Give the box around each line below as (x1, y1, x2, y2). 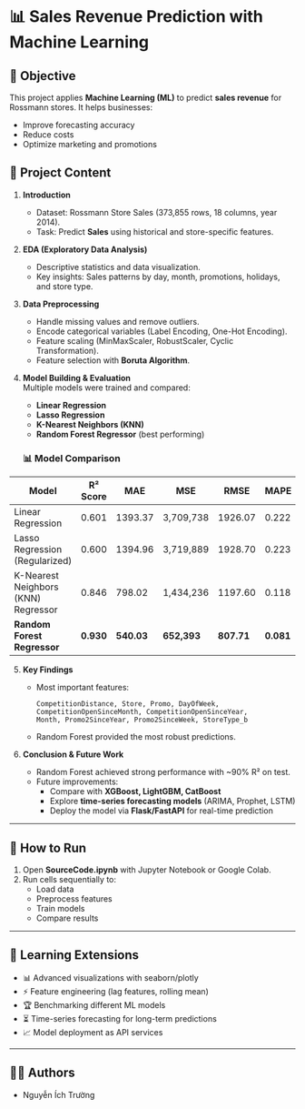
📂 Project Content (9, 165, 112, 181)
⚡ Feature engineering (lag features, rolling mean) (22, 985, 209, 996)
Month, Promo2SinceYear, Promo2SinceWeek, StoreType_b (35, 715, 248, 725)
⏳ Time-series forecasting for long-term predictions (22, 1013, 218, 1023)
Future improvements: (35, 776, 119, 787)
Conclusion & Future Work (22, 749, 124, 760)
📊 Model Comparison (22, 451, 121, 464)
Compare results (35, 912, 99, 923)
